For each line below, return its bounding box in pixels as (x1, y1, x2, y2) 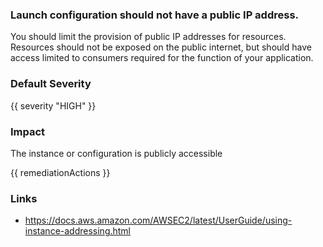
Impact (10, 124, 46, 138)
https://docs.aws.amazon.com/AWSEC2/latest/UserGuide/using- (24, 214, 293, 227)
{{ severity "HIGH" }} (10, 99, 97, 112)
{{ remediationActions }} (10, 166, 111, 178)
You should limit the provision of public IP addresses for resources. (10, 31, 287, 43)
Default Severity (10, 77, 92, 91)
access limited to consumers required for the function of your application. (10, 52, 314, 64)
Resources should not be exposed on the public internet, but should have (10, 41, 312, 53)
